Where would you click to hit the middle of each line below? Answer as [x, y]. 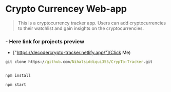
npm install [18, 76]
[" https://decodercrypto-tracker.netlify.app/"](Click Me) [72, 53]
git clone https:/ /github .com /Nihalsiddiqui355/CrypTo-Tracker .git [79, 62]
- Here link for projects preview [45, 41]
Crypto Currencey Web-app [66, 9]
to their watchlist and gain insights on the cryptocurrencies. [81, 28]
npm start [16, 84]
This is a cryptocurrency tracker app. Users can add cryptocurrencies [92, 23]
